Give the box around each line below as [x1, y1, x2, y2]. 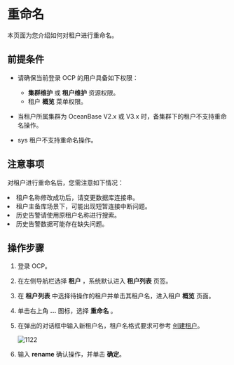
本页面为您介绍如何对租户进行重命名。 [7, 31, 118, 39]
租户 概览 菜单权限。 [27, 97, 88, 105]
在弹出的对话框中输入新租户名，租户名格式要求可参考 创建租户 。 [17, 321, 204, 330]
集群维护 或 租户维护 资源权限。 [27, 88, 120, 97]
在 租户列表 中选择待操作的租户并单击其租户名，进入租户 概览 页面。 [17, 292, 215, 300]
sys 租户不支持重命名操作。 [17, 135, 97, 144]
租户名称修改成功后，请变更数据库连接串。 [16, 193, 139, 201]
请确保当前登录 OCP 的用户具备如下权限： [17, 73, 139, 81]
